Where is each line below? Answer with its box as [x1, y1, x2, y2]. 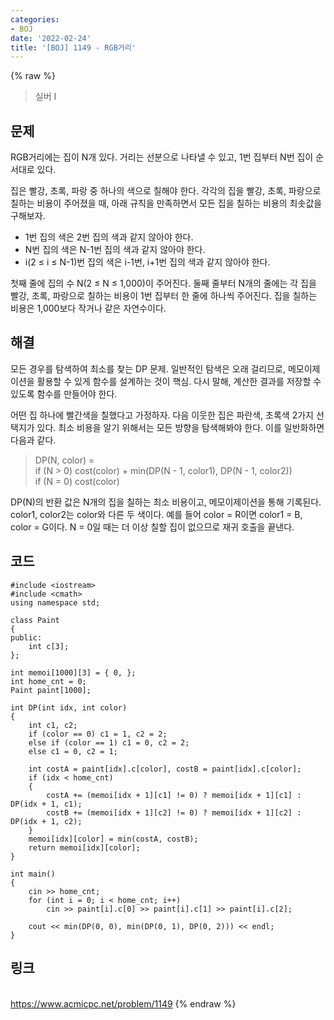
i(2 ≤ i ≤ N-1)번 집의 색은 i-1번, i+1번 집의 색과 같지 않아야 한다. [24, 256, 271, 268]
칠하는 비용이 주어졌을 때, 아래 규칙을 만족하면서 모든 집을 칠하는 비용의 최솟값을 [10, 197, 323, 210]
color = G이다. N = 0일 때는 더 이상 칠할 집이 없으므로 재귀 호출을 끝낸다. [10, 521, 295, 533]
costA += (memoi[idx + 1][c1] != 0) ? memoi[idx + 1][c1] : [46, 790, 302, 800]
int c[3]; [28, 641, 70, 651]
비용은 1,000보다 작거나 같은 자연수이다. [10, 302, 167, 315]
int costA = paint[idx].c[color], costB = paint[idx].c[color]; [28, 764, 302, 774]
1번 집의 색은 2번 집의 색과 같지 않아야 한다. [24, 231, 194, 243]
